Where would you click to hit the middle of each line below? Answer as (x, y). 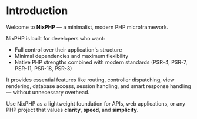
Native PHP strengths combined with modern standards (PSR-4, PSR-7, (101, 62)
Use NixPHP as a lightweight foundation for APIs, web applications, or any (96, 103)
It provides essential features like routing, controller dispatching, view (90, 80)
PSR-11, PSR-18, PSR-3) (43, 68)
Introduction (37, 11)
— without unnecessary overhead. (48, 92)
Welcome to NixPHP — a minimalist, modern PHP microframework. (87, 27)
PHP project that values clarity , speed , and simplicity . (72, 110)
